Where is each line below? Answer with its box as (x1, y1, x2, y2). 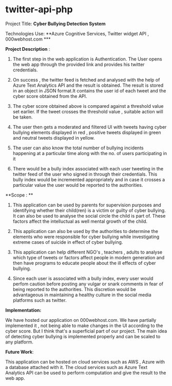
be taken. (12, 114, 33, 120)
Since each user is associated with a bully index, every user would (12, 275, 154, 281)
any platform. (5, 339, 33, 345)
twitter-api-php (5, 4, 73, 15)
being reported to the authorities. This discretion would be (12, 286, 136, 292)
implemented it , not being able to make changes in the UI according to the (5, 322, 163, 329)
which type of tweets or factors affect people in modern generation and (12, 254, 165, 260)
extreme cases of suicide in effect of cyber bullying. (12, 239, 123, 245)
